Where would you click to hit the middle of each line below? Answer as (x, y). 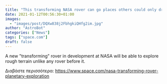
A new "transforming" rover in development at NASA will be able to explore (82, 56)
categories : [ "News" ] (28, 33)
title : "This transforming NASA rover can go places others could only (81, 10)
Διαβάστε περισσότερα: (30, 71)
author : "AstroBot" (25, 28)
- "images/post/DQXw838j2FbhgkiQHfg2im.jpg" (56, 23)
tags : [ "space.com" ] (27, 38)
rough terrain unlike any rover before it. (45, 61)
